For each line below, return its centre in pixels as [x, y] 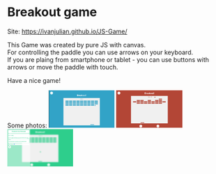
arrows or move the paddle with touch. [63, 67]
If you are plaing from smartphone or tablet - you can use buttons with [108, 59]
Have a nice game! [34, 80]
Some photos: [27, 125]
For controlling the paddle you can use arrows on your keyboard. [100, 52]
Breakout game [52, 12]
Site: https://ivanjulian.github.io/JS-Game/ [67, 31]
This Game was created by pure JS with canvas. [77, 45]
